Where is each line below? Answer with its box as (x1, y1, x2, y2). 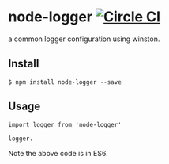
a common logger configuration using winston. (8, 34, 160, 44)
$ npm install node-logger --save (8, 78, 122, 86)
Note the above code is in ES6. (8, 148, 108, 158)
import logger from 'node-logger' (8, 120, 122, 128)
